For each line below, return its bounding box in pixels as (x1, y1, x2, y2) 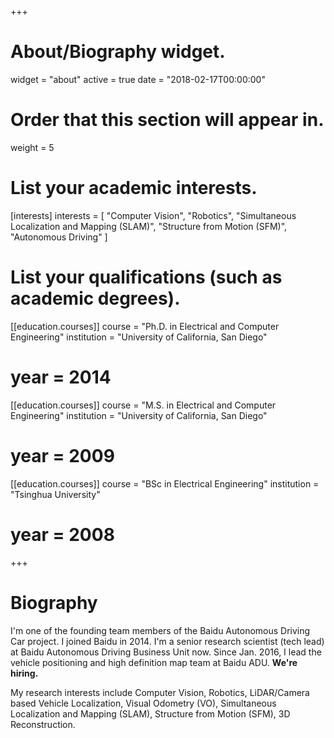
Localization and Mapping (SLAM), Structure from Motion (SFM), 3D (10, 707, 291, 720)
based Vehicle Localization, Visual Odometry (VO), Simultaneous (10, 697, 277, 709)
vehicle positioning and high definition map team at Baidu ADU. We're (10, 656, 298, 668)
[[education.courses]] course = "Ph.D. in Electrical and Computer (10, 320, 280, 332)
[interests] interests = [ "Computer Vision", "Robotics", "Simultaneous (10, 209, 297, 221)
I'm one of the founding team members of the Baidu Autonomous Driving (10, 624, 311, 636)
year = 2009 (10, 444, 115, 467)
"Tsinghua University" (10, 488, 101, 500)
